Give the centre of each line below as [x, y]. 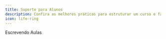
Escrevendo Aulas [23, 33]
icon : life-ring [22, 19]
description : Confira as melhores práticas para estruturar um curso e [80, 14]
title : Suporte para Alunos [34, 10]
